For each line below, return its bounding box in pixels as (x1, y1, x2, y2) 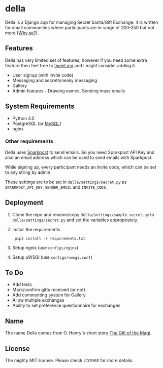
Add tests (12, 282, 32, 287)
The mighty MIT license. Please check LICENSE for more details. (5, 358, 134, 364)
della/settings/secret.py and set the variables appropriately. (12, 217, 139, 223)
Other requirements (5, 138, 53, 145)
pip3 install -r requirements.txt (14, 236, 86, 241)
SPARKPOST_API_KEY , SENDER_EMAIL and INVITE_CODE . (5, 184, 107, 190)
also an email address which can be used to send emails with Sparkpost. (5, 154, 153, 161)
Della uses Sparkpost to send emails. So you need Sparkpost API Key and (5, 149, 155, 155)
